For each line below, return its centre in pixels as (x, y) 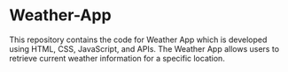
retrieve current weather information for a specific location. (117, 58)
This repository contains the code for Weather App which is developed (138, 40)
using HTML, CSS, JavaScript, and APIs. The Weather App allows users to (144, 48)
